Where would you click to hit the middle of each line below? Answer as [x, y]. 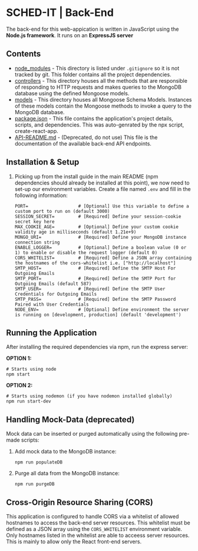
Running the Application [52, 333]
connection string [37, 242]
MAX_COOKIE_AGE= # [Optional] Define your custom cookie [96, 227]
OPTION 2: [19, 385]
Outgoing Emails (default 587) [53, 284]
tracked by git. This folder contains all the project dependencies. [93, 74]
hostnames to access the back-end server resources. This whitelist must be [98, 523]
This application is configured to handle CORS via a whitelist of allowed [93, 516]
